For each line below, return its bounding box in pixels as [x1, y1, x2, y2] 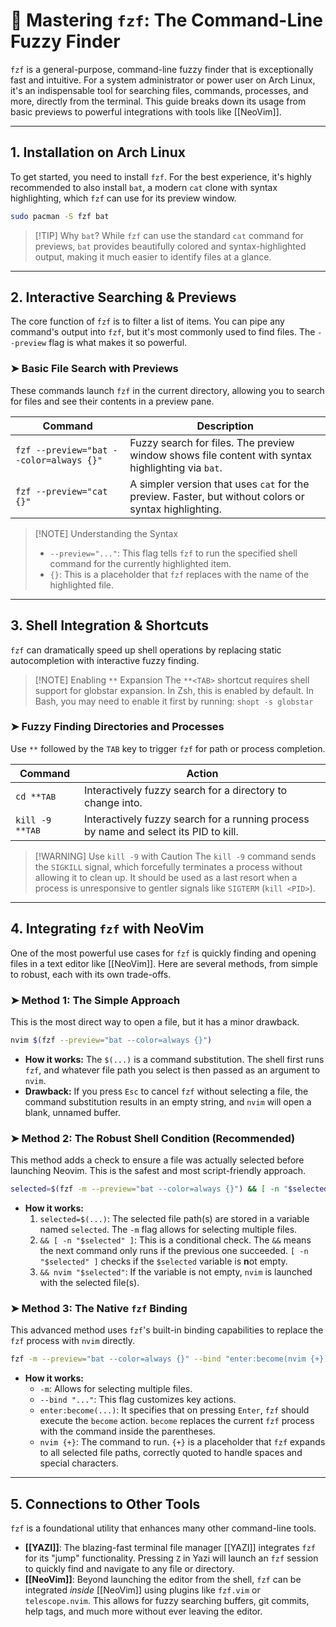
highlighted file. [49, 579, 115, 591]
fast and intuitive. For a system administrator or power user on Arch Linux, [10, 74, 316, 86]
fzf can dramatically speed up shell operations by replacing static [10, 644, 282, 656]
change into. [84, 795, 143, 809]
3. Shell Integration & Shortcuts [10, 617, 210, 634]
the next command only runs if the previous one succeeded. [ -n [39, 1245, 309, 1256]
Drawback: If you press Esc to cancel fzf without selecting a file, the [24, 1085, 309, 1097]
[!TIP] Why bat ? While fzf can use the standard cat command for [34, 229, 304, 241]
